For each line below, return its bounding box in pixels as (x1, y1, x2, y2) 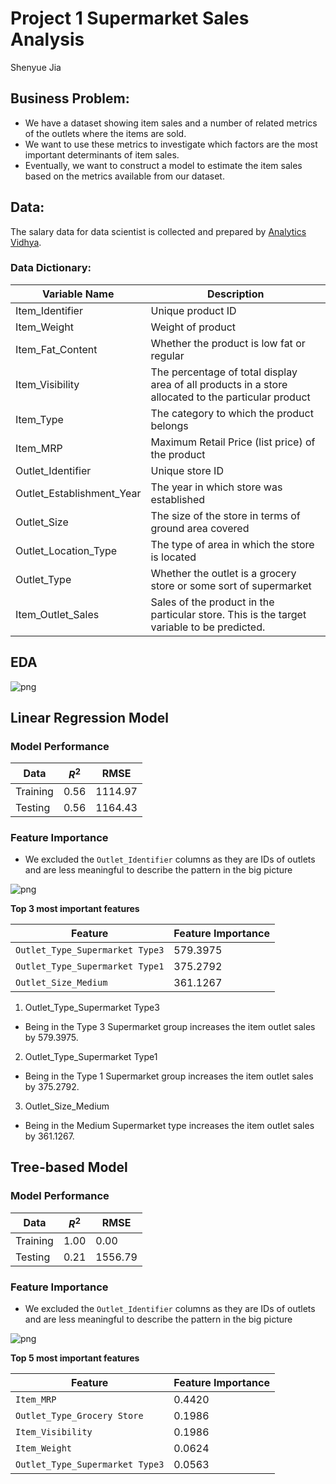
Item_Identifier (15, 303, 83, 317)
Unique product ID (150, 303, 237, 317)
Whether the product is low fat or (150, 336, 306, 350)
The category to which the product (150, 406, 314, 420)
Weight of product (150, 320, 237, 334)
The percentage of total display (150, 365, 298, 379)
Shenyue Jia (10, 61, 62, 73)
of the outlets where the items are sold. (24, 127, 187, 139)
